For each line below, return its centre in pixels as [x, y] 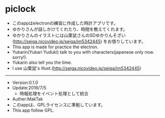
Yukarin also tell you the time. [42, 62]
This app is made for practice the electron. [55, 47]
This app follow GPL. [33, 110]
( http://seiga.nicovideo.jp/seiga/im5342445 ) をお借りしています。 [79, 41]
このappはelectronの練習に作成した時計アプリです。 [65, 23]
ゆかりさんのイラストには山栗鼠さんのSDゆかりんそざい [69, 35]
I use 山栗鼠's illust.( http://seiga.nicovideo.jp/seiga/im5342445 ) [77, 68]
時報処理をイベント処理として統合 [54, 93]
